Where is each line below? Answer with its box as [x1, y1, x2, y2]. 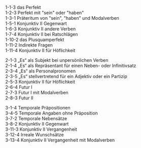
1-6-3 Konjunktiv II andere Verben [5, 26, 76, 32]
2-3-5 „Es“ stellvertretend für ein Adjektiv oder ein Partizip [5, 73, 128, 79]
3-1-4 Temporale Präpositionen [5, 105, 71, 110]
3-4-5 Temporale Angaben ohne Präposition [5, 110, 98, 116]
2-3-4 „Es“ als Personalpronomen [5, 68, 76, 74]
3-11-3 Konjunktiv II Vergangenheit [5, 126, 78, 132]
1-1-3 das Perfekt [5, 5, 42, 10]
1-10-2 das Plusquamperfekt [5, 36, 64, 43]
